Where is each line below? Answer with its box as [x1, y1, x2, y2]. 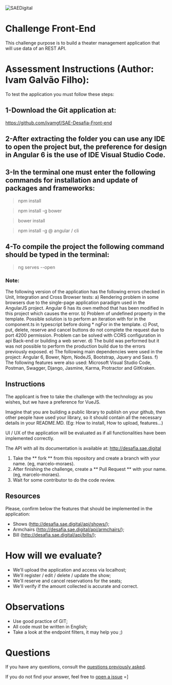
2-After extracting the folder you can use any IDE [5, 135, 165, 143]
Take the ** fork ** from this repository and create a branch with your [12, 455, 160, 461]
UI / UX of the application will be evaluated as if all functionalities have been [5, 429, 166, 436]
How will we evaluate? [5, 549, 102, 561]
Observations [5, 601, 65, 613]
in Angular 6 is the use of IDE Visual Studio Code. [5, 150, 166, 159]
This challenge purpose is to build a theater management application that [5, 40, 160, 46]
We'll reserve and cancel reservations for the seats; [12, 578, 122, 584]
